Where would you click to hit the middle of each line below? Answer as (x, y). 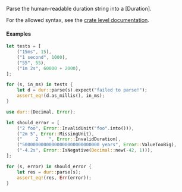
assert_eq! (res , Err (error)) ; (54, 178)
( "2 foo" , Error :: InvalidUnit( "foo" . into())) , (76, 128)
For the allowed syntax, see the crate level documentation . (78, 20)
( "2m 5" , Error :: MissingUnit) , (56, 134)
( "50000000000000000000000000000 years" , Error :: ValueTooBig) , (97, 145)
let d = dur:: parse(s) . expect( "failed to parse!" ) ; (82, 90)
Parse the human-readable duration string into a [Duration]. (79, 9)
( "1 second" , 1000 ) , (42, 57)
